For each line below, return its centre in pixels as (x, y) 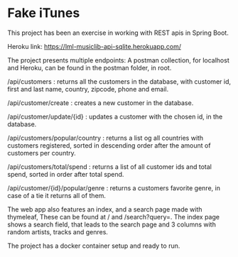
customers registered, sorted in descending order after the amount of (109, 145)
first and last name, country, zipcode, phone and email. (88, 89)
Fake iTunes (44, 13)
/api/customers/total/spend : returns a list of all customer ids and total (109, 166)
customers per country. (42, 153)
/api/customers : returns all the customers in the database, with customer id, (119, 81)
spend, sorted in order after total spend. (66, 174)
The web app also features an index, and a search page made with (105, 209)
